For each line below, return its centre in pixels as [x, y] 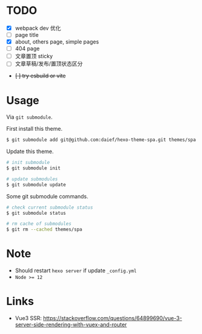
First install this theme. [34, 129]
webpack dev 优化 [38, 28]
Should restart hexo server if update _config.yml [76, 270]
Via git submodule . [29, 117]
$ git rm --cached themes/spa [44, 230]
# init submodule [28, 163]
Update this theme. [30, 151]
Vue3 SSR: [28, 318]
